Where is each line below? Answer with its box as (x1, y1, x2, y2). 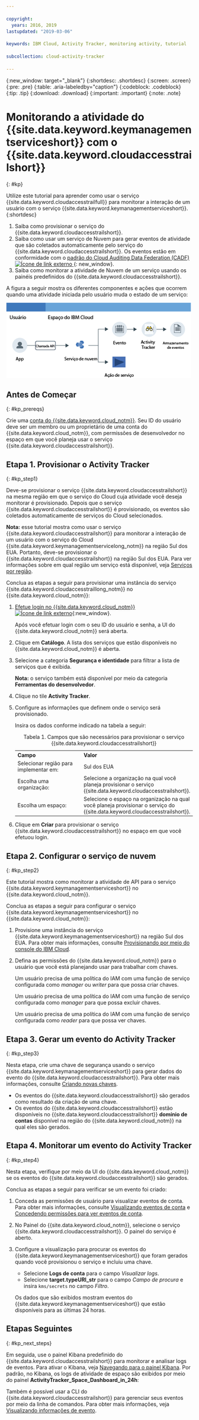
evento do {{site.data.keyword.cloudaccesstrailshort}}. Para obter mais (6, 1074, 179, 1081)
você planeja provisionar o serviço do (84, 801, 175, 808)
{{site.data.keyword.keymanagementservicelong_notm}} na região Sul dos (6, 543, 188, 550)
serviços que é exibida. (14, 663, 72, 670)
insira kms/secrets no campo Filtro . (23, 1282, 109, 1289)
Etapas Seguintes (6, 1324, 73, 1334)
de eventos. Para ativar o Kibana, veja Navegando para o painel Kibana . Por (6, 1364, 191, 1371)
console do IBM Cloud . (14, 946, 71, 953)
